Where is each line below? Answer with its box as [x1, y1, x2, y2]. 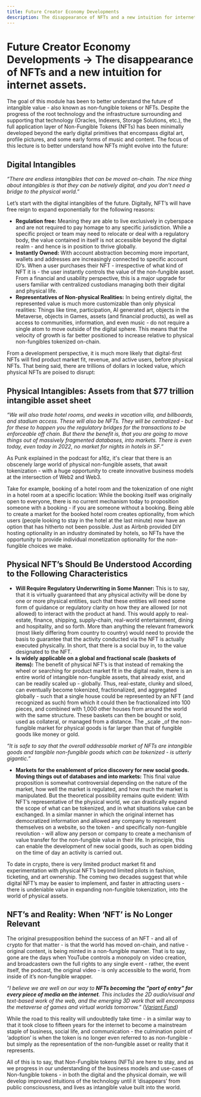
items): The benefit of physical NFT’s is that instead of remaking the [15, 660, 184, 668]
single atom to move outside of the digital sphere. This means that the [15, 325, 187, 333]
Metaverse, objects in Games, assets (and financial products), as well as [15, 313, 193, 320]
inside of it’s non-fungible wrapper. [7, 973, 93, 980]
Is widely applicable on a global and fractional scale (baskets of [15, 654, 177, 662]
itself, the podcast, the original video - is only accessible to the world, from [7, 966, 191, 973]
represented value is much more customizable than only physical [15, 300, 175, 308]
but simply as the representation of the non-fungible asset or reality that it [7, 1040, 188, 1047]
